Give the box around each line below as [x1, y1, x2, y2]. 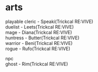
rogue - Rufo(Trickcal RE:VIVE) [5, 45, 71, 52]
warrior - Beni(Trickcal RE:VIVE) [5, 40, 73, 46]
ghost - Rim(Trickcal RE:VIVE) [5, 61, 68, 67]
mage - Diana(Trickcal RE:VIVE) [5, 29, 72, 35]
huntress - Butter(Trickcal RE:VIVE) [5, 35, 80, 41]
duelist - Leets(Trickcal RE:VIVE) [5, 23, 74, 30]
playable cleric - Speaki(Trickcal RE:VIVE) [5, 18, 93, 25]
